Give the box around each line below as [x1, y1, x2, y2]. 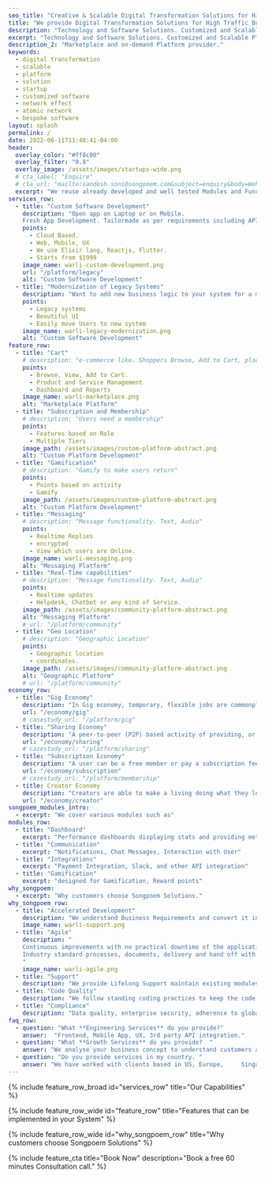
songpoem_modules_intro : [8, 804, 90, 812]
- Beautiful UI [28, 312, 80, 320]
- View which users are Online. [28, 547, 136, 555]
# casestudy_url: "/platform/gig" [22, 716, 136, 724]
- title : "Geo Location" [15, 628, 97, 636]
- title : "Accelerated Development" [15, 907, 136, 914]
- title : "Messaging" [15, 510, 87, 518]
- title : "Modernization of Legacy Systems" [15, 283, 164, 291]
